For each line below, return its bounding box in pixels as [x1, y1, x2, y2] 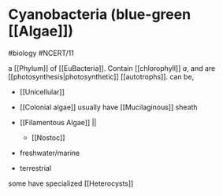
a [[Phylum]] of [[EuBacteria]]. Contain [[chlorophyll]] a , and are [8, 63, 216, 72]
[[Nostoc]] [31, 132, 65, 142]
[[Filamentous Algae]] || [19, 117, 97, 127]
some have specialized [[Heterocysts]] [8, 179, 134, 188]
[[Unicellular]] [19, 87, 65, 96]
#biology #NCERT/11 [8, 48, 75, 57]
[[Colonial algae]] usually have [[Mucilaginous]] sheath [19, 102, 199, 112]
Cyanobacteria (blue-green [8, 6, 191, 24]
